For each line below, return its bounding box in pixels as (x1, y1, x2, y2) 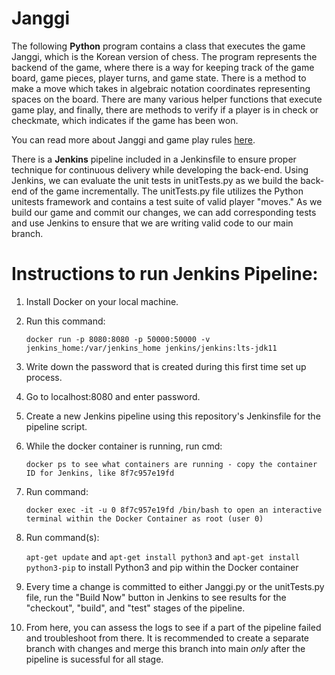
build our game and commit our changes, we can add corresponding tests (11, 206, 317, 218)
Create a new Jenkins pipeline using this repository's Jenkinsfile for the (25, 410, 321, 422)
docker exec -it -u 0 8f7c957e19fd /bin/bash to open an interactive (25, 505, 323, 515)
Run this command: (25, 315, 106, 327)
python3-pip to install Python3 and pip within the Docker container (25, 561, 299, 573)
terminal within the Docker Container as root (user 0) (25, 513, 264, 524)
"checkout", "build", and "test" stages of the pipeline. (25, 602, 246, 614)
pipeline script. (25, 420, 88, 432)
